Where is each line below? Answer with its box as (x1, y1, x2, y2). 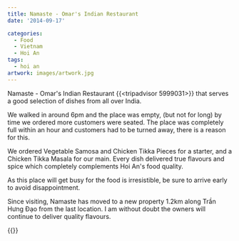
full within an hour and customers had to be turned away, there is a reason (7, 125, 226, 134)
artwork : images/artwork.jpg (7, 69, 94, 77)
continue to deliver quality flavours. (7, 212, 111, 220)
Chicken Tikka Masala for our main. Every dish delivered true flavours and (7, 154, 225, 163)
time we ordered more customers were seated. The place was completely (7, 118, 224, 127)
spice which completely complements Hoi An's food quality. (7, 161, 183, 171)
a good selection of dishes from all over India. (7, 97, 142, 105)
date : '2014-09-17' (7, 17, 66, 24)
